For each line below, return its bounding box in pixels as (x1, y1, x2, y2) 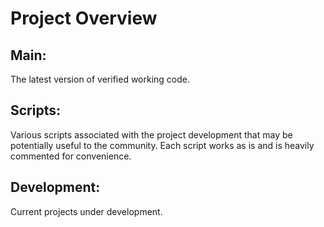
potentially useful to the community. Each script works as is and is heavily (10, 139, 315, 151)
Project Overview (10, 7, 158, 30)
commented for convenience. (10, 150, 132, 162)
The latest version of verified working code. (10, 73, 191, 85)
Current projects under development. (10, 205, 163, 217)
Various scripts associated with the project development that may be (10, 128, 293, 141)
